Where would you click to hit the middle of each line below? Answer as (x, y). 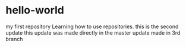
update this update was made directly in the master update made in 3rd (93, 32)
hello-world (35, 10)
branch (14, 39)
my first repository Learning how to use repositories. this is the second (92, 26)
